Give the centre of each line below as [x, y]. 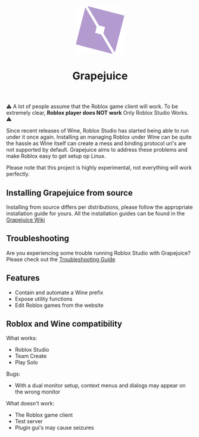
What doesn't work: [30, 404]
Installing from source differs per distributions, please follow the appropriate [99, 207]
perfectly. [18, 174]
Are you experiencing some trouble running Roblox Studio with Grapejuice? [98, 253]
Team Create [31, 356]
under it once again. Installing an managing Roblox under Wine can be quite [99, 137]
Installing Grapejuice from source [69, 193]
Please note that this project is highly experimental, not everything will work [99, 168]
